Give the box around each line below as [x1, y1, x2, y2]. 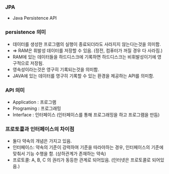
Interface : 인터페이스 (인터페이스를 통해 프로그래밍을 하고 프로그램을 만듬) [12, 111, 160, 117]
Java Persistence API [12, 15, 57, 21]
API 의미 [5, 86, 25, 94]
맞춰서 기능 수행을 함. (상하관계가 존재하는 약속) [12, 151, 106, 157]
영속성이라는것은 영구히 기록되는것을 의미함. [12, 66, 99, 72]
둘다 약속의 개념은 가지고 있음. [12, 138, 72, 144]
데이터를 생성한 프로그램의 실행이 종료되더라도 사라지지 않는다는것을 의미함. [12, 41, 161, 47]
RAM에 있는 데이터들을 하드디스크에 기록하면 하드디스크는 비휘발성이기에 [12, 54, 156, 60]
